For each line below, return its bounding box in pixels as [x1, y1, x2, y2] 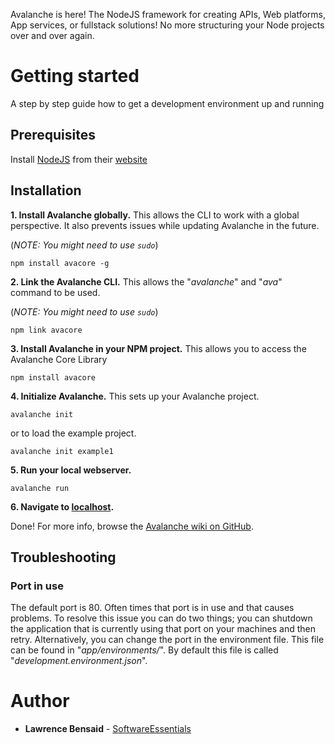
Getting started [10, 65, 140, 88]
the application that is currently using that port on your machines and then [10, 623, 316, 635]
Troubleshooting [10, 549, 117, 566]
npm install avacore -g [10, 258, 110, 268]
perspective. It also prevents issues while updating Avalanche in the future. [10, 219, 320, 231]
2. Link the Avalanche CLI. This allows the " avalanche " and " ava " [10, 275, 283, 288]
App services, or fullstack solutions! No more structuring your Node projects [10, 19, 325, 31]
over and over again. [10, 30, 95, 41]
